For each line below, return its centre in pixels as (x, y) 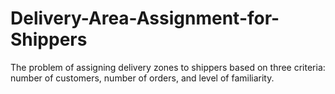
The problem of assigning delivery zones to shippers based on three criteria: (168, 67)
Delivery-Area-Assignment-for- (145, 18)
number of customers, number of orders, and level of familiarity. (142, 78)
